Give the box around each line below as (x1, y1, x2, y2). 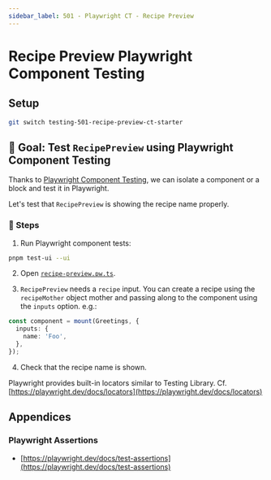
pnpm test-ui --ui (8, 254, 71, 262)
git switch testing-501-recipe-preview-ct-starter (8, 118, 183, 126)
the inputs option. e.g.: (19, 302, 97, 312)
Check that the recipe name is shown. (19, 362, 148, 372)
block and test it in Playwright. (8, 184, 110, 194)
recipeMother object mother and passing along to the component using (19, 293, 258, 303)
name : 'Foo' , (23, 333, 67, 341)
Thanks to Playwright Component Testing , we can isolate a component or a (8, 175, 260, 185)
